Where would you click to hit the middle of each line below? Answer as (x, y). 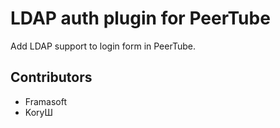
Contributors (51, 77)
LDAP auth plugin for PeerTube (140, 18)
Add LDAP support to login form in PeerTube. (103, 46)
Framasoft (45, 101)
